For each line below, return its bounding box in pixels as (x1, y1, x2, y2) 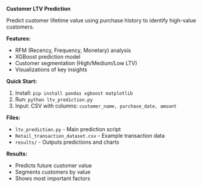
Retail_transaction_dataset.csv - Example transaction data (14, 132, 165, 139)
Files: (6, 114, 21, 121)
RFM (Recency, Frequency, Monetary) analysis (14, 47, 131, 54)
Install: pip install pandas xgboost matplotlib (14, 89, 133, 96)
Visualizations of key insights (14, 66, 87, 73)
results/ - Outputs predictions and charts (14, 138, 119, 146)
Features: (6, 35, 31, 42)
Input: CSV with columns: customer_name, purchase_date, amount (14, 102, 177, 109)
